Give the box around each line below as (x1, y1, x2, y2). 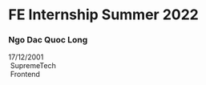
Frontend (10, 70, 40, 79)
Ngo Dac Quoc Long (8, 34, 88, 46)
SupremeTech (10, 61, 56, 71)
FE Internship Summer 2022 (8, 6, 199, 24)
